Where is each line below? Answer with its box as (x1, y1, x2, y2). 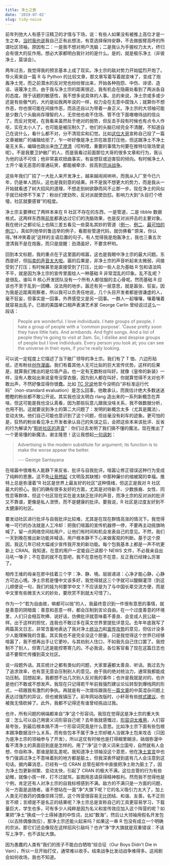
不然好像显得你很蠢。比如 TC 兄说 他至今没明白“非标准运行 (22, 381, 144, 387)
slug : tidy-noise (5, 17, 42, 22)
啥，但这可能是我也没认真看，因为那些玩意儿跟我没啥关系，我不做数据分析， (5, 400, 165, 406)
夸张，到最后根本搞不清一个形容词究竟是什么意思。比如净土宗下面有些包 (9, 723, 160, 729)
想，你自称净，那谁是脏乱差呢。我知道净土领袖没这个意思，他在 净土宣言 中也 (5, 749, 165, 755)
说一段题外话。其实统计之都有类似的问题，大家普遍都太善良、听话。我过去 (5, 662, 160, 668)
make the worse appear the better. (17, 447, 90, 453)
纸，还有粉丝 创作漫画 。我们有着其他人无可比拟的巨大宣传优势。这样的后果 (5, 362, 160, 368)
